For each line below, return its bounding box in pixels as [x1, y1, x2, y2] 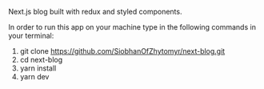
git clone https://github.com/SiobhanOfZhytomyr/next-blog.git [19, 47, 226, 55]
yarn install [19, 63, 57, 73]
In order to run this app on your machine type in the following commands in [8, 22, 256, 31]
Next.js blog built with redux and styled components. [8, 7, 182, 16]
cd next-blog [19, 55, 63, 64]
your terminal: [8, 31, 54, 40]
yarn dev [19, 72, 50, 81]
